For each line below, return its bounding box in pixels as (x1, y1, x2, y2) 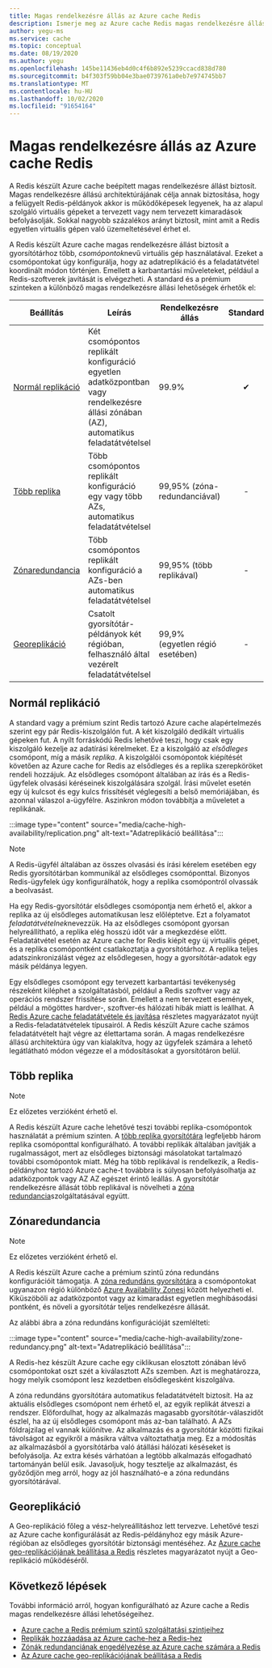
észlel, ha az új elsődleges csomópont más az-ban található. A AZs (9, 1416, 232, 1426)
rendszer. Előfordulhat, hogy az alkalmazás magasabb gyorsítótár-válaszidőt (9, 1407, 264, 1417)
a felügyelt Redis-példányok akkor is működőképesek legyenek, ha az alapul (9, 198, 263, 208)
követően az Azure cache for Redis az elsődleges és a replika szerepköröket (9, 760, 263, 770)
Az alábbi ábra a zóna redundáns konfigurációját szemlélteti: (9, 1317, 211, 1327)
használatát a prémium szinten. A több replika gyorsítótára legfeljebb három (9, 1130, 262, 1140)
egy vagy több (88, 491, 143, 502)
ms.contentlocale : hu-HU (9, 87, 93, 96)
